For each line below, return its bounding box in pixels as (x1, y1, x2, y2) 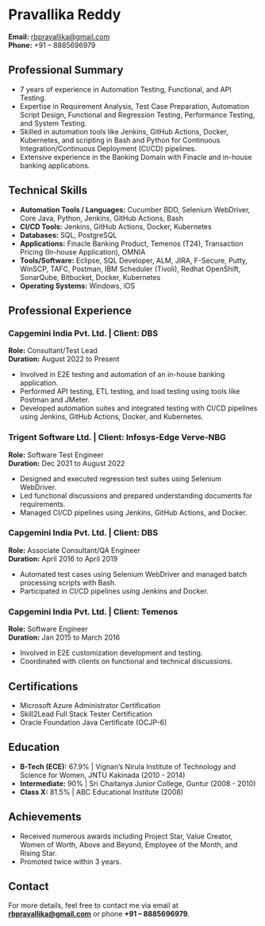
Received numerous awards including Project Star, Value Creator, (19, 831, 233, 841)
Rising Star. (19, 848, 57, 858)
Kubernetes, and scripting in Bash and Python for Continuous (19, 135, 221, 145)
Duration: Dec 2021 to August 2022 (8, 458, 125, 468)
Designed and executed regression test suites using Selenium (19, 473, 222, 483)
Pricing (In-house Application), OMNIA (19, 247, 146, 256)
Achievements (8, 810, 82, 824)
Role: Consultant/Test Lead (8, 346, 98, 356)
